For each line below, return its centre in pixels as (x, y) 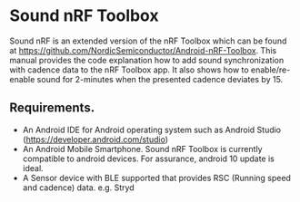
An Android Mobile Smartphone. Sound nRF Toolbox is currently (142, 149)
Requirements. (52, 108)
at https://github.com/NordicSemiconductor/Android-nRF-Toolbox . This (143, 50)
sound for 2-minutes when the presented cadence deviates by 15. (160, 79)
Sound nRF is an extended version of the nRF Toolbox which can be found (148, 41)
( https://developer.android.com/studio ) (95, 139)
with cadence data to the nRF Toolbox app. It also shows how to (129, 70)
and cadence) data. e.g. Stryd (78, 188)
